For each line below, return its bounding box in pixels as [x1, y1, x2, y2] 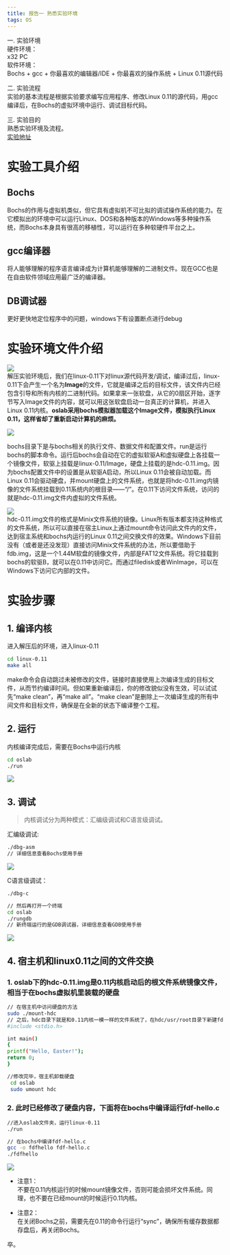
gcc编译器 [7, 245, 51, 256]
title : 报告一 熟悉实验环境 [7, 10, 78, 17]
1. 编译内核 [7, 622, 53, 634]
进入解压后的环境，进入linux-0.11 [7, 642, 99, 650]
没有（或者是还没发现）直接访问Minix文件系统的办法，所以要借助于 [7, 541, 196, 549]
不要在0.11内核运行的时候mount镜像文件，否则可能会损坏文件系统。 [16, 1186, 207, 1194]
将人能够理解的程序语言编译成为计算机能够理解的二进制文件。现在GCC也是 [7, 265, 218, 273]
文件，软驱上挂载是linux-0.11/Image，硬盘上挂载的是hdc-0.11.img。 [25, 459, 214, 468]
